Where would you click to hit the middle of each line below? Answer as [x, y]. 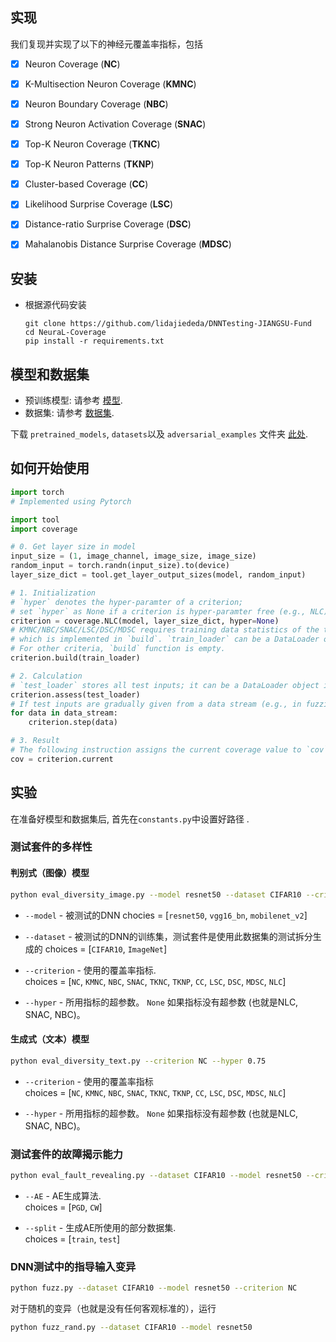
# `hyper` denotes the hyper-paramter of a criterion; [127, 602]
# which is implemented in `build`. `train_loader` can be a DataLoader [165, 639]
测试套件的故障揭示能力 [66, 1154]
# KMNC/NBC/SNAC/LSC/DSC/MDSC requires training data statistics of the [165, 630]
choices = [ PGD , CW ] [63, 1207]
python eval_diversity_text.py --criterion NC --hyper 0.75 [138, 1061]
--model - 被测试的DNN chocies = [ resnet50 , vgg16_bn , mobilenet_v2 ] [166, 915]
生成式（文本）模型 [50, 1039]
